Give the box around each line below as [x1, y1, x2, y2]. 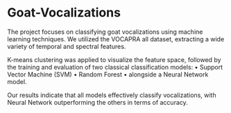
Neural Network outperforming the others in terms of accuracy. [7, 98, 189, 106]
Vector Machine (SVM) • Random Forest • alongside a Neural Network [7, 70, 209, 79]
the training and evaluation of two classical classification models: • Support [7, 63, 223, 71]
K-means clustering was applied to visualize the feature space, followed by [7, 55, 221, 63]
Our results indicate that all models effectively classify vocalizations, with [7, 91, 216, 99]
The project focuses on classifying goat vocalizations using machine [7, 28, 203, 36]
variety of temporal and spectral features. [7, 42, 126, 50]
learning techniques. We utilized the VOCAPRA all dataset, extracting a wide [7, 34, 225, 43]
